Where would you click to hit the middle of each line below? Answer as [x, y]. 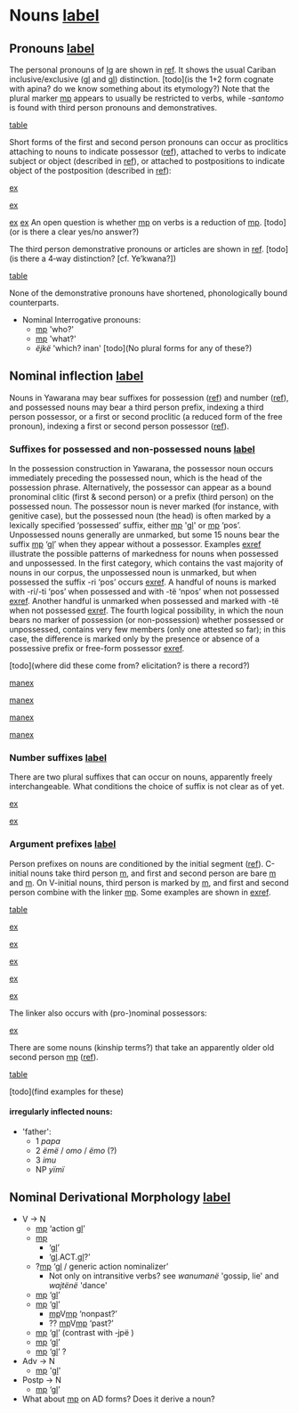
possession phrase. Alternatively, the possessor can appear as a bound [140, 487]
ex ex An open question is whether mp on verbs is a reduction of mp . [136, 222]
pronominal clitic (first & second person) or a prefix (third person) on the [141, 497]
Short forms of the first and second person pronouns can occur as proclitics [149, 142]
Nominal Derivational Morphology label [120, 1198]
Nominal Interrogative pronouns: [81, 320]
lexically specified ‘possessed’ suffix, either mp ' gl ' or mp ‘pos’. [125, 526]
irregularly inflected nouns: [61, 1112]
